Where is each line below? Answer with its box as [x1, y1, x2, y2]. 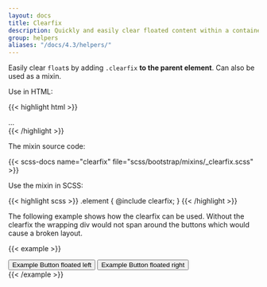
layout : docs [8, 11, 52, 20]
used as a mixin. [8, 72, 62, 81]
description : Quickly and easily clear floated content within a [8, 26, 229, 34]
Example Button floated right [101, 261, 185, 270]
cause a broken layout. [8, 228, 83, 239]
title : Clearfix [8, 19, 62, 27]
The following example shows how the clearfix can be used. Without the [8, 211, 245, 221]
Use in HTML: [8, 87, 53, 96]
